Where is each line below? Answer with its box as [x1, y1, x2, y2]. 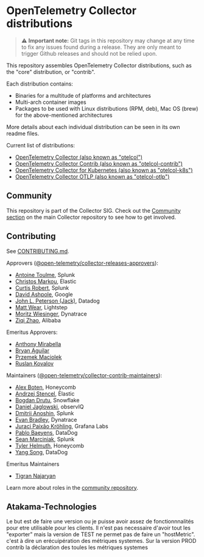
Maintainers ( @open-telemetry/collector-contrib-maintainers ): [6, 371, 163, 379]
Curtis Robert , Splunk [15, 284, 69, 291]
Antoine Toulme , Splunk [15, 271, 75, 278]
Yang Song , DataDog [15, 448, 68, 456]
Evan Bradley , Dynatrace [15, 416, 77, 423]
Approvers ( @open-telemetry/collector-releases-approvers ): [6, 259, 158, 267]
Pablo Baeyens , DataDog [15, 429, 78, 436]
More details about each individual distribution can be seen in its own [6, 123, 181, 130]
